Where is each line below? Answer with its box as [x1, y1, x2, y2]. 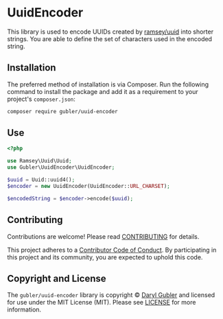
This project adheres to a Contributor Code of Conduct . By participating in [7, 246, 217, 254]
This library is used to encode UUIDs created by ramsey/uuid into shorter [7, 27, 214, 36]
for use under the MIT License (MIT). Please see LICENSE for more [7, 298, 196, 307]
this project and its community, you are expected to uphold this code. [7, 252, 203, 261]
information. [7, 305, 42, 314]
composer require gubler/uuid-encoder [7, 108, 118, 115]
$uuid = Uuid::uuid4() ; [7, 176, 75, 183]
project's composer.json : [7, 95, 75, 103]
